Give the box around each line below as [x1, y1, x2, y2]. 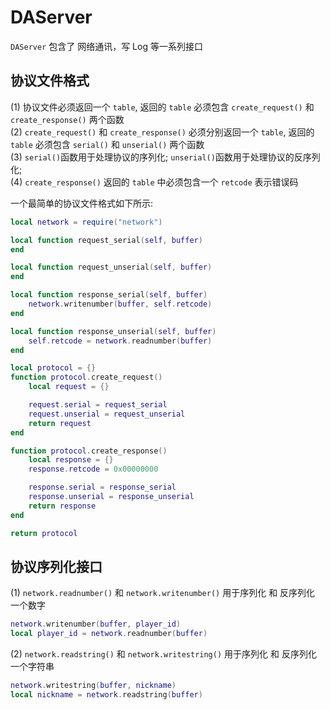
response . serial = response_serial [28, 482, 177, 493]
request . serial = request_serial [28, 400, 168, 410]
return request [28, 418, 92, 428]
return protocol [10, 528, 78, 538]
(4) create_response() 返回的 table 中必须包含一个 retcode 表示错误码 [10, 176, 299, 188]
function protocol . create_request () [10, 372, 163, 383]
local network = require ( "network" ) [10, 217, 163, 227]
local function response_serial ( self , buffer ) [10, 290, 208, 300]
